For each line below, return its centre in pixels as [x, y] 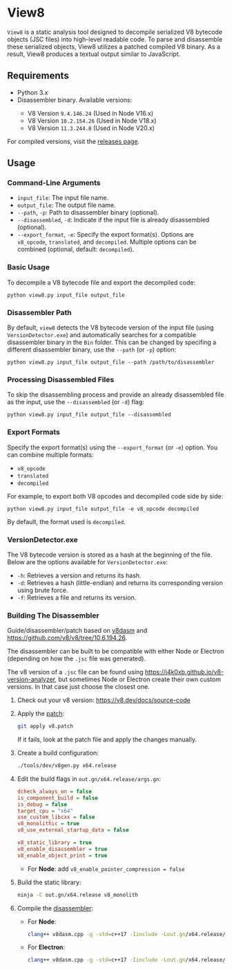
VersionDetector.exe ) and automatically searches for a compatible [102, 335]
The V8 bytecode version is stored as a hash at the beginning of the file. [110, 555]
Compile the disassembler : [55, 908]
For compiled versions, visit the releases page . [74, 141]
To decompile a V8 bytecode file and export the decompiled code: [101, 282]
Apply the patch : [41, 714]
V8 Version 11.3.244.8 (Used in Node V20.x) [91, 128]
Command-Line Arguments [54, 183]
